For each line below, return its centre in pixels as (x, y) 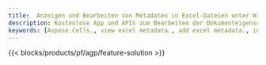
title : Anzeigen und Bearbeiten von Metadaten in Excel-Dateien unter (129, 15)
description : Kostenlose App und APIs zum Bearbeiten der (106, 23)
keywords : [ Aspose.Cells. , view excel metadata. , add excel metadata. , (129, 30)
